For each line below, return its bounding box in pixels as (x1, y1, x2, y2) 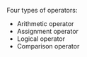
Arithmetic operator (16, 20, 74, 27)
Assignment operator (16, 27, 79, 35)
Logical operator (16, 34, 65, 43)
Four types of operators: (6, 6, 78, 14)
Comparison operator (16, 42, 80, 50)
